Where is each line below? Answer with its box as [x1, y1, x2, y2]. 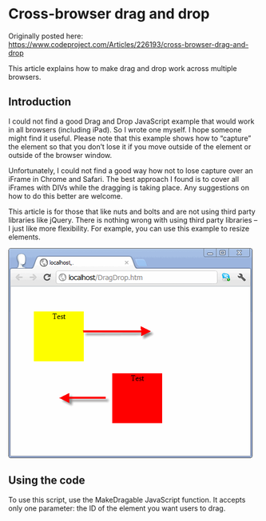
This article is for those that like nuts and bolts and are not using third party [8, 207, 256, 216]
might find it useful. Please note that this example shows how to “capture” [8, 133, 252, 143]
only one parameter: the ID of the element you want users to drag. [8, 503, 226, 513]
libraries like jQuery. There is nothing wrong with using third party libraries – [8, 215, 258, 224]
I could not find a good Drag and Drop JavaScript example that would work [8, 116, 255, 126]
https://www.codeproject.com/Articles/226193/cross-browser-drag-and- [8, 39, 249, 49]
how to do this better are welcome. [8, 191, 123, 200]
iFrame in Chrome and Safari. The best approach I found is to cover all [8, 174, 240, 184]
